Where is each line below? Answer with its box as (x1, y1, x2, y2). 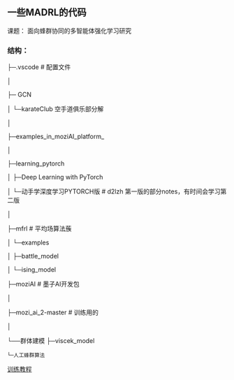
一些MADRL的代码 (7, 6, 87, 19)
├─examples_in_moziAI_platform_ (7, 132, 105, 141)
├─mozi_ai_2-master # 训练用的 (7, 308, 99, 316)
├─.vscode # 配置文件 (7, 63, 71, 71)
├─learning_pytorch (7, 159, 65, 168)
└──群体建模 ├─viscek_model (7, 337, 95, 345)
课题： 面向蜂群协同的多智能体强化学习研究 (7, 27, 131, 35)
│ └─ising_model (7, 265, 57, 274)
